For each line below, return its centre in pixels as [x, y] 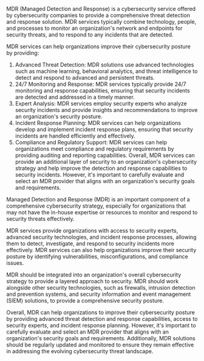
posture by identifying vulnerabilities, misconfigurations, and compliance [97, 256]
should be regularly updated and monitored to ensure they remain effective [100, 345]
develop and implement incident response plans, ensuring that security [104, 129]
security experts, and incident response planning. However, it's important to [101, 325]
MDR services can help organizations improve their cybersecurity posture [99, 46]
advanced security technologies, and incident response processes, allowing [101, 237]
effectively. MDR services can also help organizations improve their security [101, 250]
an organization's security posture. [59, 116]
